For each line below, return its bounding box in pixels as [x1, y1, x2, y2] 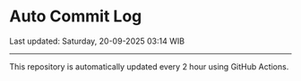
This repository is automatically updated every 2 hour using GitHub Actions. [9, 61, 289, 72]
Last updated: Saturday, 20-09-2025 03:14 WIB [9, 36, 185, 46]
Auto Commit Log [9, 6, 142, 27]
